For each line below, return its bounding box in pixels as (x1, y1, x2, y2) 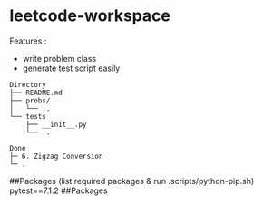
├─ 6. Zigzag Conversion (9, 151, 103, 161)
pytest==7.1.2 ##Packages (9, 185, 108, 196)
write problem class (22, 53, 97, 63)
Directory (9, 80, 47, 89)
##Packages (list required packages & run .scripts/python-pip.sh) (9, 175, 255, 186)
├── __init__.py (25, 120, 88, 129)
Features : (9, 35, 47, 46)
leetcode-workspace (9, 5, 170, 26)
